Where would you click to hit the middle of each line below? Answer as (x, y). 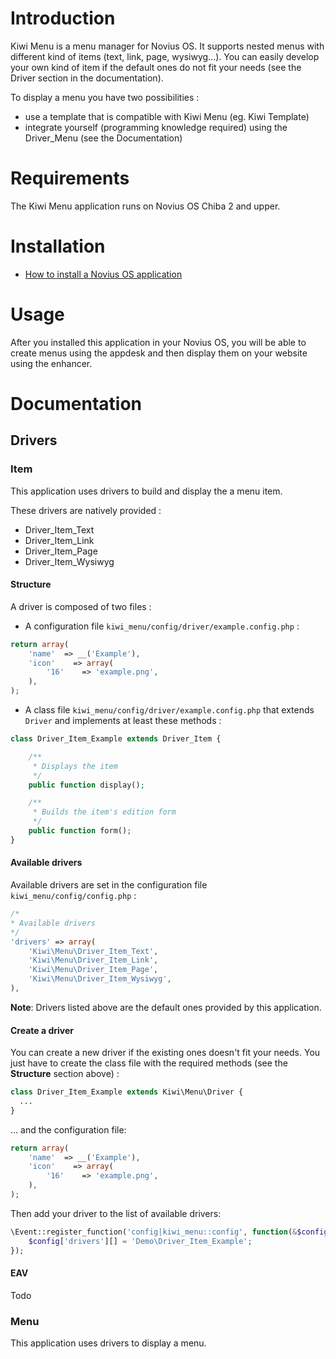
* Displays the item (75, 766)
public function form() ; (80, 831)
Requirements (70, 178)
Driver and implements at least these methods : (123, 721)
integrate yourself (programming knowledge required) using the (156, 127)
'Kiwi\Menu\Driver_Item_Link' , (93, 960)
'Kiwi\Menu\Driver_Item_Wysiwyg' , (100, 979)
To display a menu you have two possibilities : (105, 97)
